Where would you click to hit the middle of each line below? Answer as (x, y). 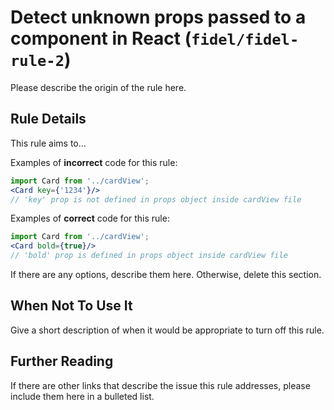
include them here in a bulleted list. (82, 396)
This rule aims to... (48, 143)
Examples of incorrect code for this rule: (94, 162)
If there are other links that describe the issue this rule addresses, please (160, 385)
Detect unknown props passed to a (158, 17)
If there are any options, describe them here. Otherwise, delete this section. (166, 274)
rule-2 (37, 61)
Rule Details (48, 119)
